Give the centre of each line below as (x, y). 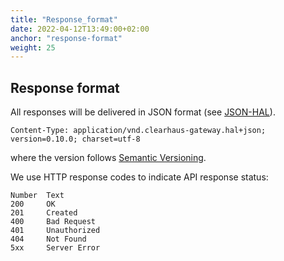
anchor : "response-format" (66, 38)
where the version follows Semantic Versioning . (108, 158)
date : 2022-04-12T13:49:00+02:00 (80, 29)
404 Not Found (48, 239)
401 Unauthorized (55, 231)
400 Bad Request (53, 222)
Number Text (37, 196)
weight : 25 (33, 47)
